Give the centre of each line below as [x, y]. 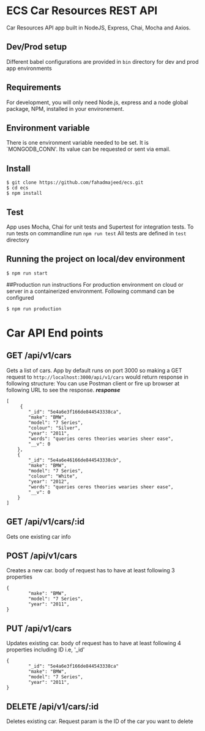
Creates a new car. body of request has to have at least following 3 [91, 570]
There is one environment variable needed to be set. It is [77, 143]
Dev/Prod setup [37, 47]
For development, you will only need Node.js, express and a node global [97, 102]
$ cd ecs [17, 188]
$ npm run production [34, 309]
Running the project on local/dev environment [96, 259]
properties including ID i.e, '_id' [46, 650]
